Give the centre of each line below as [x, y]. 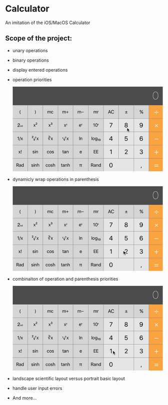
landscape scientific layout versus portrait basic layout [68, 378]
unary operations [30, 50]
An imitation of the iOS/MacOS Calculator [48, 23]
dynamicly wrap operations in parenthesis [55, 179]
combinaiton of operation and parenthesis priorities [65, 279]
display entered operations [40, 70]
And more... [24, 398]
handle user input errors [37, 388]
